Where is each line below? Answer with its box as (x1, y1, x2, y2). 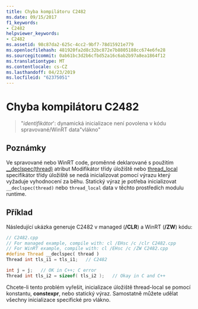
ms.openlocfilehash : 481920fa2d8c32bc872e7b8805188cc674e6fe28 (6, 47, 166, 53)
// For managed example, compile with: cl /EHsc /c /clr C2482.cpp (6, 240, 177, 246)
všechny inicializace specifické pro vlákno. (6, 296, 111, 303)
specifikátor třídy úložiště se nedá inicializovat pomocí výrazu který (6, 171, 171, 178)
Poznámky (6, 143, 46, 153)
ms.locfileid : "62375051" (6, 75, 70, 81)
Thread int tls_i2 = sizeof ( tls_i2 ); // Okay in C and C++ (6, 273, 166, 279)
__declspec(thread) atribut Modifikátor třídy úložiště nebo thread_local (6, 165, 178, 172)
